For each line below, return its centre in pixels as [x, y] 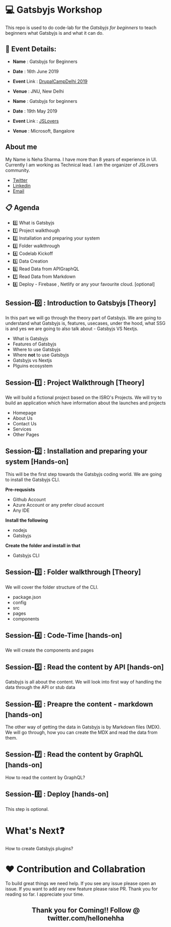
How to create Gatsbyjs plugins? [39, 848]
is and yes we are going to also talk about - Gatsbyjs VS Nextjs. [72, 329]
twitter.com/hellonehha [86, 918]
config [19, 602]
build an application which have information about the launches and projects [86, 403]
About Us [23, 418]
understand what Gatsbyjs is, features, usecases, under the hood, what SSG [86, 324]
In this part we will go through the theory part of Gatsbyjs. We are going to [83, 318]
